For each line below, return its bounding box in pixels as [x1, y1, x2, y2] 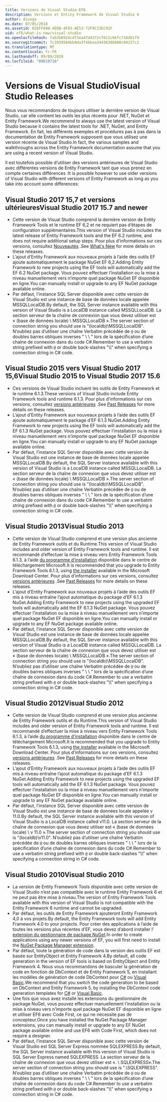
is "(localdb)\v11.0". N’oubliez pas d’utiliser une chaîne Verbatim [12, 835, 143, 841]
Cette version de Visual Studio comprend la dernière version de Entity [12, 216, 156, 222]
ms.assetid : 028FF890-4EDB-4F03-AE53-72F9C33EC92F [5, 26, 113, 31]
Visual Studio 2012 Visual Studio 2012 [5, 699, 124, 708]
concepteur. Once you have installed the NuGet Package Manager [12, 1017, 147, 1023]
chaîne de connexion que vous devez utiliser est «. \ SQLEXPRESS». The [12, 1059, 161, 1065]
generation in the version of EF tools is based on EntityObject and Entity [12, 958, 161, 964]
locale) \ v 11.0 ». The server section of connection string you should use [12, 830, 161, 836]
